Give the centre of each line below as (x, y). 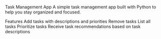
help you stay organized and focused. (43, 12)
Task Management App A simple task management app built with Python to (80, 7)
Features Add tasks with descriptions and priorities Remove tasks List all (78, 21)
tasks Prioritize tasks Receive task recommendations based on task (73, 26)
